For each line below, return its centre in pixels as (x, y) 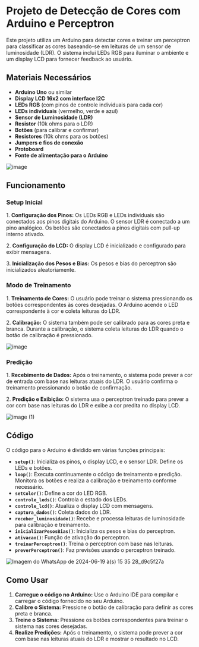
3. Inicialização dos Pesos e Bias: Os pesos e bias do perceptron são (91, 263)
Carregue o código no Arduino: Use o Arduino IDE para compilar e (97, 594)
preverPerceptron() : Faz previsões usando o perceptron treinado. (95, 550)
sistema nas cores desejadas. (51, 626)
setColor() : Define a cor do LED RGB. (61, 493)
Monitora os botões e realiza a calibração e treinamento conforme (96, 480)
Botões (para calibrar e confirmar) (57, 130)
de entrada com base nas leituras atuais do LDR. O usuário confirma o (92, 381)
